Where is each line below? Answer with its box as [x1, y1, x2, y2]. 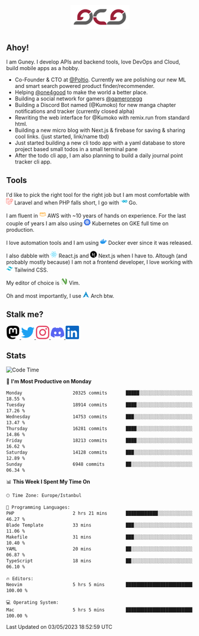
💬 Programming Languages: [6, 505, 70, 511]
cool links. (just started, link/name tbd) [14, 133, 109, 140]
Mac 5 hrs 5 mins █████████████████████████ [6, 607, 193, 613]
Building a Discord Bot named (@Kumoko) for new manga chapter [14, 102, 176, 108]
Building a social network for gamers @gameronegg [14, 95, 143, 102]
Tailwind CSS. [14, 266, 49, 273]
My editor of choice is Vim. [6, 279, 80, 286]
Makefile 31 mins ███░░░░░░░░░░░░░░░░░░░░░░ [6, 534, 193, 540]
